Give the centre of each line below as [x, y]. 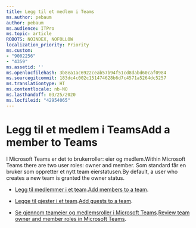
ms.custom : [20, 51]
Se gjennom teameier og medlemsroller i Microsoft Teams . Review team [102, 213]
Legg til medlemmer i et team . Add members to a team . [82, 189]
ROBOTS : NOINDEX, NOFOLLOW [40, 39]
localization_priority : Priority [48, 45]
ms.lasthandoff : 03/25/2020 [41, 95]
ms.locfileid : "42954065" [38, 100]
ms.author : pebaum [29, 17]
